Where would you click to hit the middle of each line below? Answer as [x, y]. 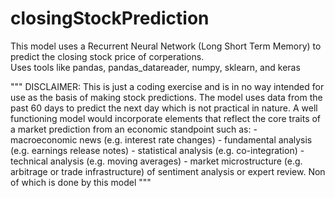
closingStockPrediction [110, 18]
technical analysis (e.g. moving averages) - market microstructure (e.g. [156, 161]
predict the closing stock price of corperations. [107, 56]
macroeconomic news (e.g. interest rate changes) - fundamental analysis [161, 139]
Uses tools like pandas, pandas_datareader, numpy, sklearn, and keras [155, 67]
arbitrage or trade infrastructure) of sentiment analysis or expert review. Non [168, 171]
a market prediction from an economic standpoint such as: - [134, 129]
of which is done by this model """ [81, 182]
